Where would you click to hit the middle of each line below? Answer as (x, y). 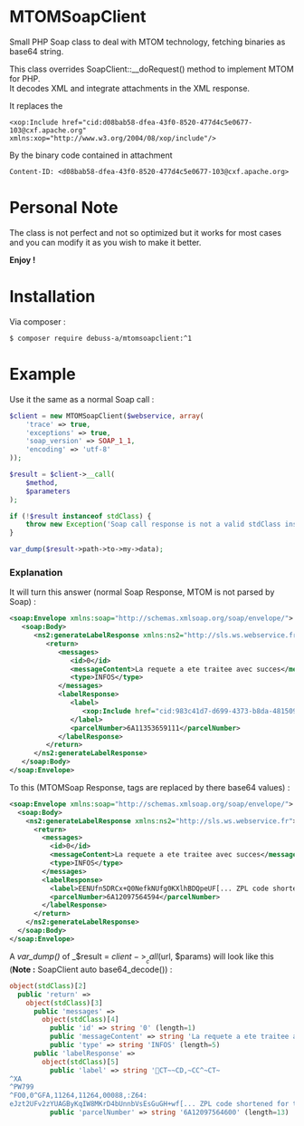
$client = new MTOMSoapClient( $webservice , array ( (107, 416)
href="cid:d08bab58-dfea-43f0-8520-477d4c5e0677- (157, 122)
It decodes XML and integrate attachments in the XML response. (130, 88)
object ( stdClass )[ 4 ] (81, 1020)
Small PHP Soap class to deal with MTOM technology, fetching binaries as (147, 42)
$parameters (48, 491)
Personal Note (64, 208)
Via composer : (38, 321)
